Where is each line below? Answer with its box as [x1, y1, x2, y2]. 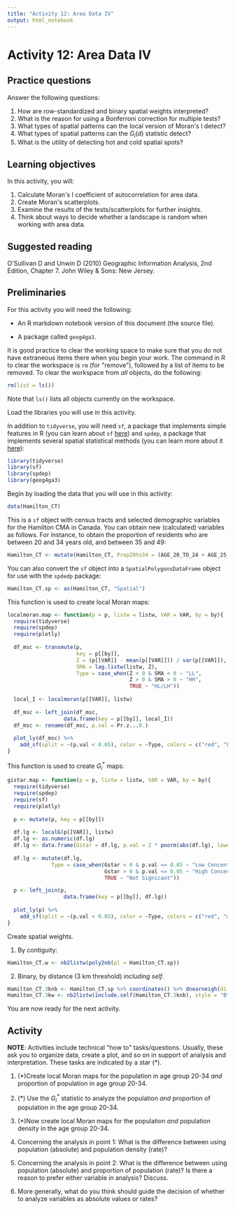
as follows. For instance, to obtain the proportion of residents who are [7, 530, 208, 539]
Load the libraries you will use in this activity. [7, 408, 136, 416]
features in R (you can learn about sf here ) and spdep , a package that [7, 429, 206, 437]
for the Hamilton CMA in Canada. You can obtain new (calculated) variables [7, 522, 225, 532]
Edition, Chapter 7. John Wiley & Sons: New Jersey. [7, 266, 155, 275]
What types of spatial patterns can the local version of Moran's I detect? [17, 122, 226, 130]
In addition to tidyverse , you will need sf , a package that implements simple [7, 421, 227, 430]
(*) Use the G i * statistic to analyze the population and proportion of [17, 1092, 211, 1104]
